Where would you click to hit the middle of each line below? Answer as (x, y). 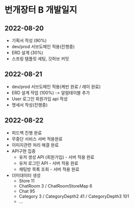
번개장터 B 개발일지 (41, 10)
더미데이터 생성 (26, 175)
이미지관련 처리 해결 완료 (35, 145)
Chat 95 (27, 191)
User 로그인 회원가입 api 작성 (39, 99)
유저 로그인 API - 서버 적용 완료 (48, 163)
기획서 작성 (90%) (29, 40)
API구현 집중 (24, 151)
